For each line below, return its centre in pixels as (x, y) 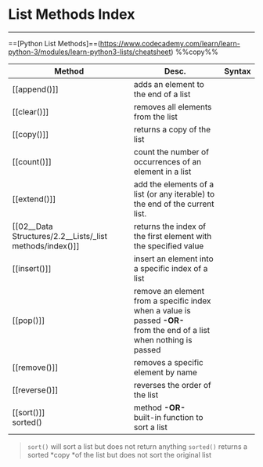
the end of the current (174, 204)
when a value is (162, 310)
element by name (166, 372)
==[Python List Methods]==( (54, 43)
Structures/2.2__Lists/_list (60, 236)
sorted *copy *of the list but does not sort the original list (119, 454)
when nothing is (163, 340)
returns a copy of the (172, 129)
